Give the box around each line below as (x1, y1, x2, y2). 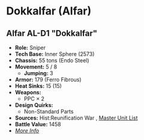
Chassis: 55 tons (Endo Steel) (14, 57, 89, 64)
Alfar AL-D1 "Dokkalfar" (6, 28, 98, 38)
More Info (14, 127, 40, 134)
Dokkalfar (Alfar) (6, 4, 92, 18)
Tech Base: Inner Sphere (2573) (14, 50, 95, 58)
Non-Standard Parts (23, 108, 74, 115)
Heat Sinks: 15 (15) (14, 82, 62, 90)
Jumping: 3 (23, 70, 53, 76)
